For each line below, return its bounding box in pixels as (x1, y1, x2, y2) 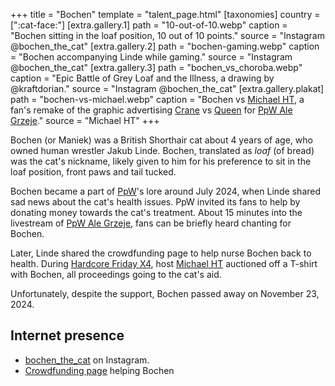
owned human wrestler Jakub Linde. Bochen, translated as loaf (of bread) (10, 145, 315, 156)
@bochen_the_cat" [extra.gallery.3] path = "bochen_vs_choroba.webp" (10, 62, 303, 73)
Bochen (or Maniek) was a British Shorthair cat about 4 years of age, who (10, 134, 313, 146)
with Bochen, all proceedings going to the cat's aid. (10, 269, 222, 280)
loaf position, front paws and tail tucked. (10, 166, 177, 178)
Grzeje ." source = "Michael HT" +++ (10, 115, 160, 126)
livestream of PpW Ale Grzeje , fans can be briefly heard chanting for (10, 217, 292, 229)
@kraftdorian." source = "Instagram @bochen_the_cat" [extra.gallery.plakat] (10, 83, 325, 94)
